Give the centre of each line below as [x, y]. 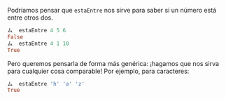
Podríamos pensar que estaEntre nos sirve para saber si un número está [112, 10]
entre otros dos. [30, 18]
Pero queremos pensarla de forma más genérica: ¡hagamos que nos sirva [113, 63]
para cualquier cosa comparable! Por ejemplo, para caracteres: [98, 71]
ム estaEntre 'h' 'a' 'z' [46, 84]
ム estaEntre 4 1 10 [38, 44]
